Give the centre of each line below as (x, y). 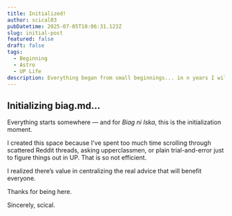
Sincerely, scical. (31, 205)
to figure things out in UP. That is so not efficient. (77, 158)
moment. (20, 130)
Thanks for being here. (40, 192)
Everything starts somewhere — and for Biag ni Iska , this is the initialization (114, 122)
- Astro (25, 65)
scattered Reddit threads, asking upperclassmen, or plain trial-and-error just (116, 150)
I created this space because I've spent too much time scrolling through (109, 143)
